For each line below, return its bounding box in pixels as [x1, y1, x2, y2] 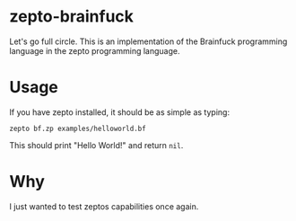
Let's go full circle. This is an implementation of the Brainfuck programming [9, 36, 288, 47]
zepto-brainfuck [9, 6, 135, 27]
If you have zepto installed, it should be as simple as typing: [9, 106, 231, 118]
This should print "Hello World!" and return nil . [9, 139, 184, 150]
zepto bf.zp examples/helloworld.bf [9, 124, 146, 133]
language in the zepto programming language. [9, 45, 180, 56]
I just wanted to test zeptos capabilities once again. [9, 200, 199, 212]
